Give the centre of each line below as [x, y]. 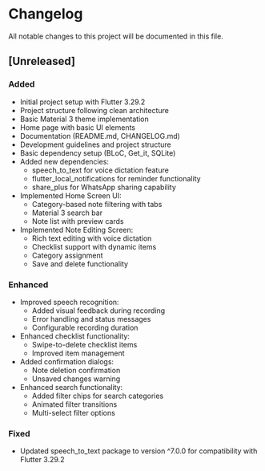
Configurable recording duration [85, 327]
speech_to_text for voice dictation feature [100, 170]
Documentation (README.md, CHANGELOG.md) [100, 136]
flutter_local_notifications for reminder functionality [116, 178]
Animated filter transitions [74, 404]
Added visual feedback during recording [98, 311]
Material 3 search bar [67, 213]
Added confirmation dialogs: [67, 361]
